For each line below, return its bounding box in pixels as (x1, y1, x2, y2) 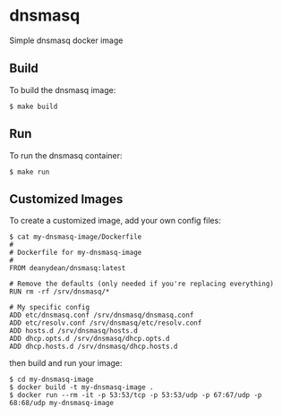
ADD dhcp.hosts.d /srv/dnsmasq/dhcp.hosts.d (9, 342, 178, 352)
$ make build (9, 102, 58, 111)
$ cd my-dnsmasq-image (9, 375, 94, 385)
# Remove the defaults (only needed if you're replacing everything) (9, 279, 275, 289)
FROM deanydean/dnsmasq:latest (9, 264, 126, 273)
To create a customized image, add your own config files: (9, 216, 221, 226)
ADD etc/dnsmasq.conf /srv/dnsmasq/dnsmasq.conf (9, 310, 194, 320)
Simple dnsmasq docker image (9, 35, 124, 46)
